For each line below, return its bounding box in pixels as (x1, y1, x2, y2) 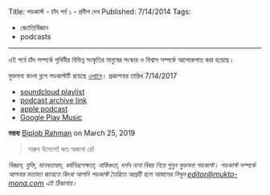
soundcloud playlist (19, 87, 85, 96)
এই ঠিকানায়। (45, 178, 78, 188)
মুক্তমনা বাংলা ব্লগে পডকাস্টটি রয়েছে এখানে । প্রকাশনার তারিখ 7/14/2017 (8, 71, 178, 80)
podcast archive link (19, 95, 88, 105)
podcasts (19, 32, 51, 41)
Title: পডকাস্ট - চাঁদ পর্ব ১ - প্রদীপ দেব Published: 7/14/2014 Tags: (8, 7, 191, 16)
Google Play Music (19, 112, 83, 122)
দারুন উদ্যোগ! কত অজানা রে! (27, 144, 95, 153)
